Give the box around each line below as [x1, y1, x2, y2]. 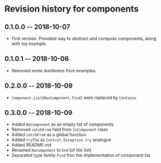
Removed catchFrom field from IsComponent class [11, 127, 108, 132]
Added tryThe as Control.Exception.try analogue [11, 137, 112, 143]
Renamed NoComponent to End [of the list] [11, 147, 91, 153]
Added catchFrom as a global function [11, 132, 87, 138]
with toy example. [11, 41, 47, 47]
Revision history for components [4, 3, 139, 15]
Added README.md [11, 142, 52, 148]
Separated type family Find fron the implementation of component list [11, 152, 150, 158]
